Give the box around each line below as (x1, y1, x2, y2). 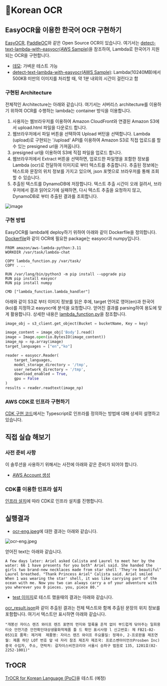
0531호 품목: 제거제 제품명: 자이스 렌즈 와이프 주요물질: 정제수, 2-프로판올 (5, 632, 146, 638)
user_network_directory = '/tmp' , (14, 367, 86, 372)
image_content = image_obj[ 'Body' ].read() (5, 330, 95, 335)
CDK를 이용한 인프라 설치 (5, 485, 62, 492)
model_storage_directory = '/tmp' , (14, 362, 88, 367)
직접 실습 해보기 (5, 432, 51, 441)
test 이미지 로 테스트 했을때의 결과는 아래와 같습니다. (12, 594, 114, 600)
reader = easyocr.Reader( (5, 352, 59, 358)
